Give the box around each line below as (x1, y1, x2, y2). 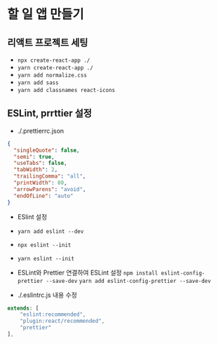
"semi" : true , (13, 153, 55, 160)
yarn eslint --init (17, 255, 75, 262)
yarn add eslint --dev (17, 227, 84, 235)
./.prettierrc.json (17, 126, 64, 135)
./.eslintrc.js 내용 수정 (17, 291, 77, 299)
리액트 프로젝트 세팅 (7, 37, 88, 48)
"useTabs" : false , (13, 159, 68, 167)
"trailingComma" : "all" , (13, 173, 86, 180)
